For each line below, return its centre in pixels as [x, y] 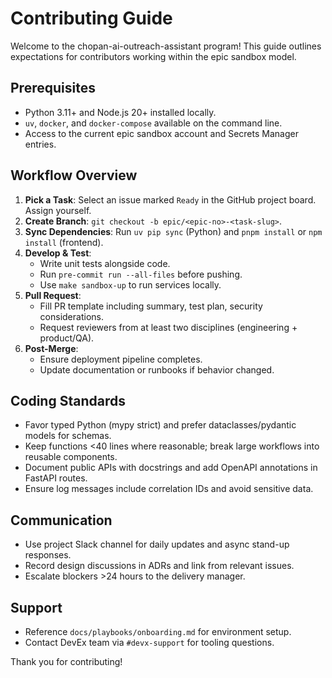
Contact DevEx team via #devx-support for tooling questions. [149, 642]
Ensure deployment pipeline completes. [121, 359]
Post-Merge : [51, 348]
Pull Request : [53, 295]
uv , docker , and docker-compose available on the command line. [153, 123]
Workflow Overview [74, 175]
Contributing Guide [91, 18]
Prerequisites [53, 88]
